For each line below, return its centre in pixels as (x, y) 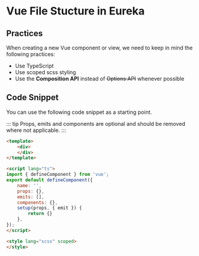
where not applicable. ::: (36, 130)
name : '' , (30, 186)
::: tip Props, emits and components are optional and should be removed (96, 123)
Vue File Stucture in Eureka (75, 11)
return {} (40, 214)
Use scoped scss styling (46, 72)
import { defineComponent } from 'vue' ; (58, 175)
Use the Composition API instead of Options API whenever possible (99, 79)
